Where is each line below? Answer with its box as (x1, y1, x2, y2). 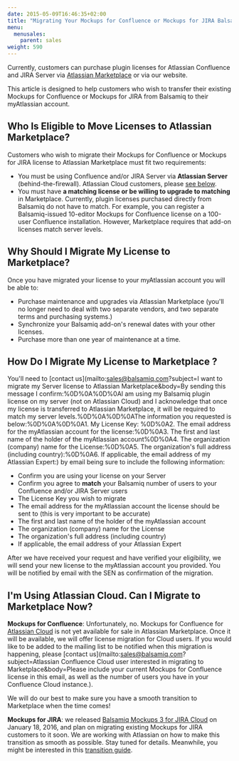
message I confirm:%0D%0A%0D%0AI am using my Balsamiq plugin (7, 389, 211, 398)
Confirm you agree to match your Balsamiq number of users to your (17, 479, 217, 488)
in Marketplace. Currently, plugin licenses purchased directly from (17, 194, 212, 203)
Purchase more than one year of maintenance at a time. (17, 334, 181, 343)
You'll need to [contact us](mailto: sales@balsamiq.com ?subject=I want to (7, 374, 223, 383)
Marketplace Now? (7, 601, 93, 613)
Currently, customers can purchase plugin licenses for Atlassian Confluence (7, 63, 230, 71)
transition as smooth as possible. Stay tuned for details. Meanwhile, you (7, 738, 218, 747)
